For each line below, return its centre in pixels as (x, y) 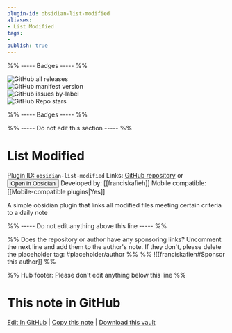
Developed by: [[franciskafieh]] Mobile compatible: (133, 183)
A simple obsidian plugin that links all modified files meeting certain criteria (115, 205)
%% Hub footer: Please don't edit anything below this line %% (97, 275)
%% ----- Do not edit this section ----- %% (70, 128)
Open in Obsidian (33, 183)
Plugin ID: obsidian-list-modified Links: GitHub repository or (96, 175)
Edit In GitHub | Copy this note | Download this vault (82, 322)
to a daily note (27, 212)
